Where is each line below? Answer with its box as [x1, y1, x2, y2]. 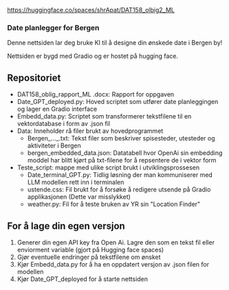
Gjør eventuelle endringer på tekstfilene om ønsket [17, 253, 161, 261]
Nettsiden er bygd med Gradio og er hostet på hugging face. [7, 52, 179, 61]
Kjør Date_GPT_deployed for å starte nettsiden [17, 275, 149, 283]
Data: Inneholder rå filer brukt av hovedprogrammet [17, 127, 164, 135]
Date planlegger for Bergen [7, 23, 100, 32]
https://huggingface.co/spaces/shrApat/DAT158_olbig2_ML [7, 6, 175, 14]
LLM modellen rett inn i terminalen [27, 178, 124, 187]
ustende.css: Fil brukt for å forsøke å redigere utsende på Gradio [27, 185, 211, 194]
